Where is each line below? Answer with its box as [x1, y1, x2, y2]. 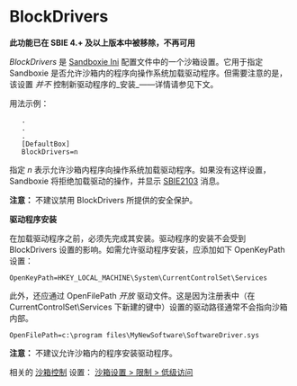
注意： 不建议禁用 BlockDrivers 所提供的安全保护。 [9, 194, 198, 205]
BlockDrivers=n [21, 147, 78, 157]
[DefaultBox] [21, 139, 70, 148]
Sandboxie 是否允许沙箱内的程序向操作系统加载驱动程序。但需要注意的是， [9, 67, 288, 78]
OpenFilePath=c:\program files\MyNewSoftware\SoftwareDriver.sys [9, 330, 259, 339]
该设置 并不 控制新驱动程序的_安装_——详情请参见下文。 [9, 78, 219, 89]
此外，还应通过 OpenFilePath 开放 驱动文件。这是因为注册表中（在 [9, 290, 256, 301]
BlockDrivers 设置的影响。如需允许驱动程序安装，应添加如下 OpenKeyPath [9, 244, 285, 255]
